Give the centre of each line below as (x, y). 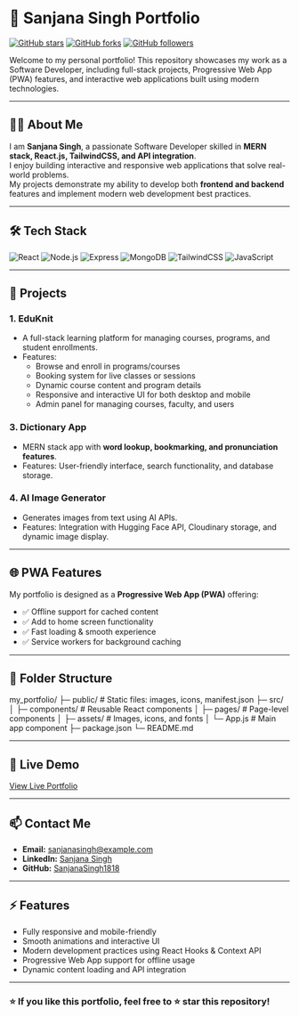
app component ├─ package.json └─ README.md (101, 728)
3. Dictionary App (48, 427)
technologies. (34, 88)
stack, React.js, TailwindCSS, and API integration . (103, 156)
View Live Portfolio (44, 786)
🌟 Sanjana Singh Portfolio (105, 18)
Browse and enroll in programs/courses (108, 366)
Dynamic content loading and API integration (104, 969)
